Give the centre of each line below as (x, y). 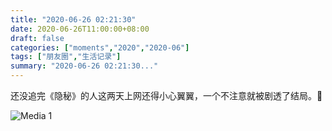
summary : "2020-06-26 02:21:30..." (84, 66)
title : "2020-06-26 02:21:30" (73, 19)
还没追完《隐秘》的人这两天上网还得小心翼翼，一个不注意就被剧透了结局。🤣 (166, 95)
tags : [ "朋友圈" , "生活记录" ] (66, 57)
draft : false (37, 38)
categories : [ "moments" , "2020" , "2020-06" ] (100, 47)
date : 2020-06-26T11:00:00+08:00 (80, 29)
